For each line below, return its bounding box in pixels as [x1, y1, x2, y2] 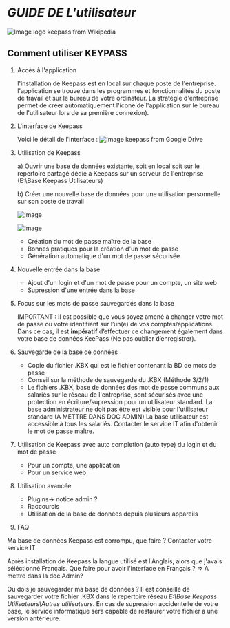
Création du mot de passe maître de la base [27, 237, 151, 245]
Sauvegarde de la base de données [17, 348, 118, 356]
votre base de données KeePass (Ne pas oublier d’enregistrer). [17, 334, 196, 342]
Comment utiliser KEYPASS [7, 48, 127, 59]
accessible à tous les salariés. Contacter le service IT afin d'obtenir [27, 419, 218, 428]
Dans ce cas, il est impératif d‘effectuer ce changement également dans [17, 327, 223, 335]
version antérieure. [7, 614, 61, 622]
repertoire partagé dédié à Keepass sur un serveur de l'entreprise [17, 169, 204, 177]
